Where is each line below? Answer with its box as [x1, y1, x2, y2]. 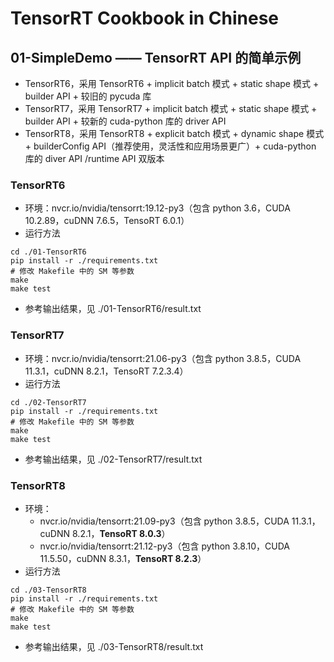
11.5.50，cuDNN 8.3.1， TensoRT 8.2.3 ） [39, 552, 207, 564]
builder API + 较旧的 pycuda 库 [24, 90, 152, 102]
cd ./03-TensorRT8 [10, 585, 87, 595]
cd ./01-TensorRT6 [10, 247, 87, 257]
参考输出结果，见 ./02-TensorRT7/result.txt [24, 453, 203, 465]
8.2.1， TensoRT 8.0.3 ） [72, 527, 171, 539]
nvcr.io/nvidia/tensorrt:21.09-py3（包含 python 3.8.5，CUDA [39, 515, 290, 527]
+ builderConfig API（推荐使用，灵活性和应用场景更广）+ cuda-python [24, 140, 317, 152]
